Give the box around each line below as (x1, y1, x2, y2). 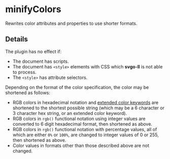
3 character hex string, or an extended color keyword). (12, 110, 127, 116)
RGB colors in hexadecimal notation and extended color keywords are (12, 99, 159, 105)
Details (5, 35, 28, 44)
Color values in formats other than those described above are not (12, 142, 150, 148)
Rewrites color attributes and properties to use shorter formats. (5, 20, 138, 26)
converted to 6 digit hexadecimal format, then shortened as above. (12, 121, 152, 127)
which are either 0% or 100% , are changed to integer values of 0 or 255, (12, 132, 159, 138)
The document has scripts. (12, 58, 69, 64)
